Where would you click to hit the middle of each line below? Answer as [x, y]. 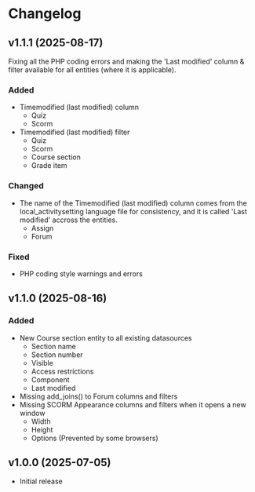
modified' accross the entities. [68, 220]
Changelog [45, 14]
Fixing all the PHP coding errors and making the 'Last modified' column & [126, 61]
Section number [57, 355]
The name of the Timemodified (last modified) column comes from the [133, 203]
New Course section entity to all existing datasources [106, 337]
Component [50, 379]
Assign [42, 228]
